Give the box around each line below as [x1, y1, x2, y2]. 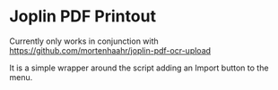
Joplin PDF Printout [9, 6, 157, 27]
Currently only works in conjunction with [9, 36, 159, 46]
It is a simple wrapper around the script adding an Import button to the [9, 62, 269, 73]
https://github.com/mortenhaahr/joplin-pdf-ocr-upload [9, 45, 212, 55]
